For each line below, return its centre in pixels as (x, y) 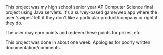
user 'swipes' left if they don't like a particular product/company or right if (81, 18)
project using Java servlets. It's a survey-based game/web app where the (81, 12)
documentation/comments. (33, 48)
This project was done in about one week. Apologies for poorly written (78, 42)
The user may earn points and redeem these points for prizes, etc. (73, 33)
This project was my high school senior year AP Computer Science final (79, 7)
